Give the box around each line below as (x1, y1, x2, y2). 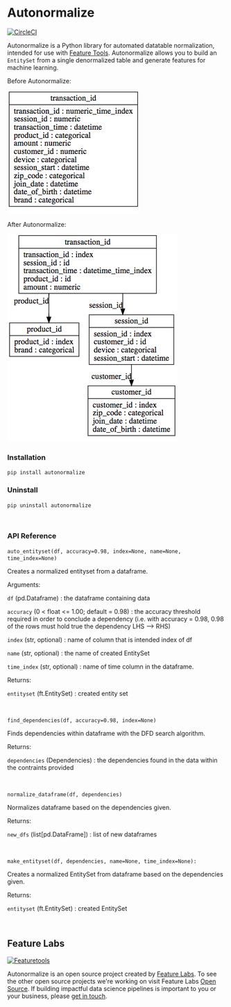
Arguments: (7, 580, 41, 589)
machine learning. (7, 63, 59, 71)
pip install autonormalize (7, 470, 85, 476)
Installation (7, 452, 46, 462)
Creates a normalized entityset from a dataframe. (7, 567, 148, 575)
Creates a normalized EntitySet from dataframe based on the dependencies (7, 870, 223, 878)
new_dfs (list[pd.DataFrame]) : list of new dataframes (7, 830, 157, 838)
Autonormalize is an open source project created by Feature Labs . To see (7, 970, 217, 978)
